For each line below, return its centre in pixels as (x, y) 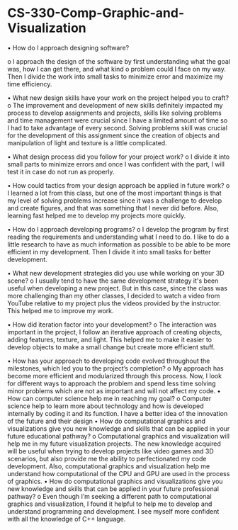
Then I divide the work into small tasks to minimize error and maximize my (115, 77)
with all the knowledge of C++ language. (67, 519)
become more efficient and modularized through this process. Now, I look (114, 376)
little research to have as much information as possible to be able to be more (119, 244)
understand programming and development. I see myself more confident (113, 511)
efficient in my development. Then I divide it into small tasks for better (109, 252)
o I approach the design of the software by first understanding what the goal (119, 61)
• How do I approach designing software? (68, 47)
